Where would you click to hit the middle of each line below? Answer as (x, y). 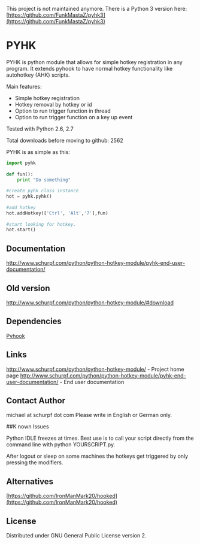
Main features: (24, 86)
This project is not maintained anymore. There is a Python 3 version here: (97, 9)
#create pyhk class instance (43, 191)
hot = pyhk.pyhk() (29, 197)
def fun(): (20, 174)
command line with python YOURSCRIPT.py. (61, 445)
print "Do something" (44, 180)
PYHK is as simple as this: (38, 152)
